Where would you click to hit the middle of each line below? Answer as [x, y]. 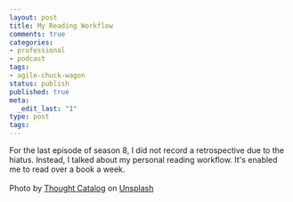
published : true [39, 92]
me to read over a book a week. [67, 169]
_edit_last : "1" [47, 109]
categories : [31, 42]
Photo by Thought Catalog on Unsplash [81, 188]
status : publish [39, 84]
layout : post [33, 17]
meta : [19, 100]
